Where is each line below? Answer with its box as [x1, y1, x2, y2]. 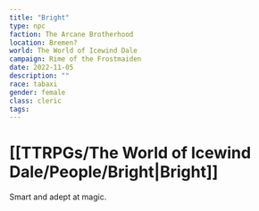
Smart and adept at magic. [9, 191, 107, 202]
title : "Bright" [9, 13, 70, 22]
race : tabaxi [9, 80, 58, 89]
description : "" [9, 72, 70, 80]
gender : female [9, 88, 66, 97]
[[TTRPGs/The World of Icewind [9, 143, 252, 164]
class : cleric [9, 96, 63, 105]
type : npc [9, 21, 46, 30]
